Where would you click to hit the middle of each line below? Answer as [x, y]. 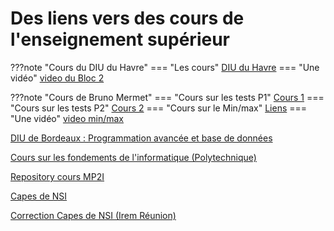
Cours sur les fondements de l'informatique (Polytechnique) [133, 157]
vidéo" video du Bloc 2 [57, 78]
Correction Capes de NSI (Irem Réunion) [93, 215]
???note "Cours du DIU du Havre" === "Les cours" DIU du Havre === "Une [165, 67]
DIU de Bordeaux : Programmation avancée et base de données [141, 138]
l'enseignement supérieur [120, 39]
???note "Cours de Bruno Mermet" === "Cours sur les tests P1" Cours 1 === [167, 97]
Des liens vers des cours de [127, 18]
